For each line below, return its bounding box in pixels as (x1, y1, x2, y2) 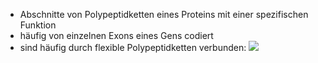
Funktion (19, 19, 57, 31)
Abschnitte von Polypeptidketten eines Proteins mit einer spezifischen (19, 9, 309, 20)
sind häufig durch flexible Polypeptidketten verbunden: (19, 42, 247, 53)
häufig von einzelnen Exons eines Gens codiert (19, 30, 214, 41)
